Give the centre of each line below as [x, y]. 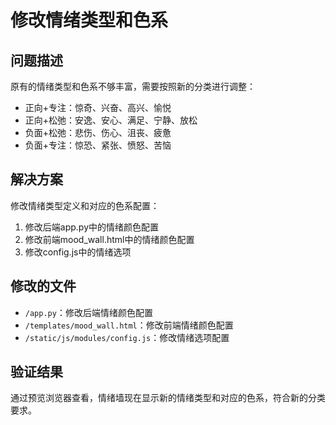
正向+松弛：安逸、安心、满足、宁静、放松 [111, 120]
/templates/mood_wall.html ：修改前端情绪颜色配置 [129, 325]
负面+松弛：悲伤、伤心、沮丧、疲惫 [98, 132]
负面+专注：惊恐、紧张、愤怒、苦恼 [98, 145]
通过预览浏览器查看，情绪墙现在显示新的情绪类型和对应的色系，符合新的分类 [168, 398]
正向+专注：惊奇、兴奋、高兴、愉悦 [98, 107]
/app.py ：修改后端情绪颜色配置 [88, 312]
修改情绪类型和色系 [89, 20]
